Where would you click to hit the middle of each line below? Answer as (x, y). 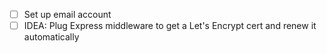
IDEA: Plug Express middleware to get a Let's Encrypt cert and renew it (170, 26)
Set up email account (67, 14)
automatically (51, 37)
